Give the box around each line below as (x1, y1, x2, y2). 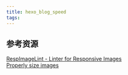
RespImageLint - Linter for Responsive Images (6, 55, 122, 63)
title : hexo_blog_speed (6, 9, 67, 15)
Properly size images (6, 62, 59, 69)
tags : (6, 15, 20, 21)
